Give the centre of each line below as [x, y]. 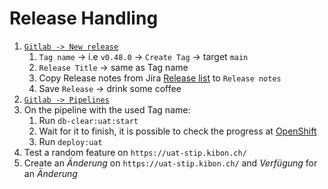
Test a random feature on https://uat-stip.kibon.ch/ [135, 152]
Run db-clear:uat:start [88, 120]
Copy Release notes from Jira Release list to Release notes [160, 78]
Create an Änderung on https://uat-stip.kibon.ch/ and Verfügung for [170, 163]
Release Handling [84, 18]
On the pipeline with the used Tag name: [107, 109]
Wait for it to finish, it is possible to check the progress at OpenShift [177, 131]
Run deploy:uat [70, 141]
